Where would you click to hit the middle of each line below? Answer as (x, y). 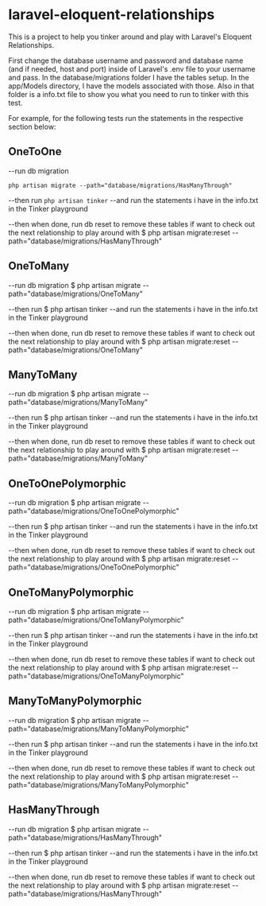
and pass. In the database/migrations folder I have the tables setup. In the (129, 77)
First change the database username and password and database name (126, 60)
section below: (32, 126)
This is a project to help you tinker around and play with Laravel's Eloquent (130, 37)
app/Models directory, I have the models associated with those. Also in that (131, 86)
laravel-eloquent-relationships (112, 15)
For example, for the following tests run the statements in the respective (126, 118)
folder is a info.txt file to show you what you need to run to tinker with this (129, 94)
